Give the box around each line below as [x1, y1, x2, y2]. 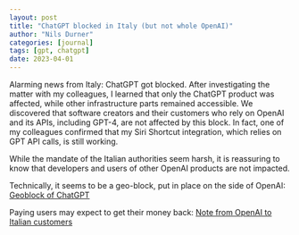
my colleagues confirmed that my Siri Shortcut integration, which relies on [9, 127, 282, 137]
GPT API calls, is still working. [9, 136, 119, 147]
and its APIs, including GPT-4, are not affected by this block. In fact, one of [9, 117, 285, 128]
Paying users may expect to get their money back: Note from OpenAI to [9, 207, 272, 217]
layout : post [9, 13, 58, 22]
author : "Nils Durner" [9, 29, 94, 38]
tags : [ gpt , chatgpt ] [9, 46, 90, 55]
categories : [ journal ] [9, 38, 94, 47]
